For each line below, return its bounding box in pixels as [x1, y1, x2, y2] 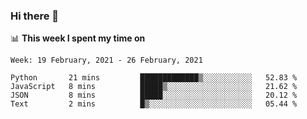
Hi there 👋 [10, 9, 60, 23]
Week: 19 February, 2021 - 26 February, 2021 [10, 55, 203, 66]
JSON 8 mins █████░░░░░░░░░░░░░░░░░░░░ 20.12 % [10, 90, 298, 101]
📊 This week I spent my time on [10, 32, 146, 44]
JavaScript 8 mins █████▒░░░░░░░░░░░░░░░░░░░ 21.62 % [10, 82, 298, 92]
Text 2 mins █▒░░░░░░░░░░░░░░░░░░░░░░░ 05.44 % [10, 99, 298, 109]
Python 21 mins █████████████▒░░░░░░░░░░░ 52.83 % [10, 73, 298, 83]
